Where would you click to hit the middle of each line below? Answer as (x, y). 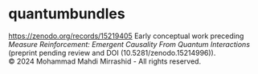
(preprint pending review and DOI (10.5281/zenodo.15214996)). (112, 53)
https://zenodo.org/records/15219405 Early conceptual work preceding (126, 36)
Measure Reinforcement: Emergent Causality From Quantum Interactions (129, 44)
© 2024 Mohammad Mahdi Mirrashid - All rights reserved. (105, 61)
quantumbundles (67, 14)
